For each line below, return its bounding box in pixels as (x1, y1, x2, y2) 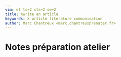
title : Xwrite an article (5, 12, 58, 17)
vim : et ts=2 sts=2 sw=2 (5, 7, 56, 12)
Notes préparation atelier (5, 42, 110, 53)
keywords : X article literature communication (5, 16, 103, 21)
